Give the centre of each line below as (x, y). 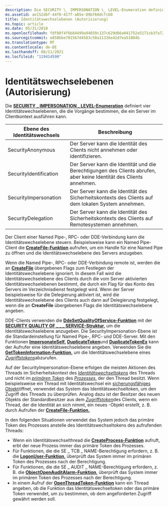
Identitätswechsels (36, 135)
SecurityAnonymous (31, 150)
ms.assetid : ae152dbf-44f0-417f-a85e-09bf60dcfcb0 (59, 15)
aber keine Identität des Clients (106, 177)
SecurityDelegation (30, 218)
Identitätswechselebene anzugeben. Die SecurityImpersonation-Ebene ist (81, 331)
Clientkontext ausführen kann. (36, 116)
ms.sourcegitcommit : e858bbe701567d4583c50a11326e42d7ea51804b (72, 38)
